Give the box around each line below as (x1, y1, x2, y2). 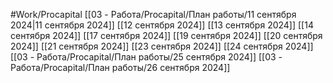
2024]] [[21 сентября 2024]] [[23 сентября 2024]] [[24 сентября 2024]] (10, 40, 314, 52)
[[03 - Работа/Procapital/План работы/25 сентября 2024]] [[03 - (10, 51, 283, 63)
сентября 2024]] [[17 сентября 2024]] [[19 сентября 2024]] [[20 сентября (10, 30, 323, 41)
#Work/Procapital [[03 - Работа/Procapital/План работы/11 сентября (10, 9, 297, 20)
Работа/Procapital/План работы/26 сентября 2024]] (10, 62, 231, 73)
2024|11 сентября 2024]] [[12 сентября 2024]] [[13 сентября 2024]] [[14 (10, 19, 314, 31)
